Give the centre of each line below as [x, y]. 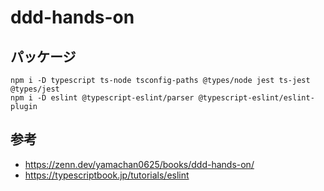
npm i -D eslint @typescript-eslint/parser [102, 98]
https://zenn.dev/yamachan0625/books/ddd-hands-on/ [139, 164]
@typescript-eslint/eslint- [256, 98]
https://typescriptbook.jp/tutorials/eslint [107, 175]
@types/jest [35, 89]
